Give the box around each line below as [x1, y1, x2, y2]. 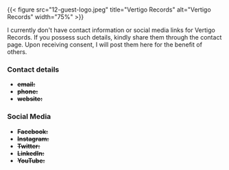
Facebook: [16, 127, 49, 135]
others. [7, 48, 27, 56]
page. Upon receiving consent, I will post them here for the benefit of [7, 40, 202, 49]
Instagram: [16, 134, 49, 143]
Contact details [7, 65, 60, 74]
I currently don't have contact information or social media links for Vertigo [7, 26, 216, 34]
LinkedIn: [16, 149, 45, 157]
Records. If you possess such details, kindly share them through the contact [7, 33, 222, 42]
